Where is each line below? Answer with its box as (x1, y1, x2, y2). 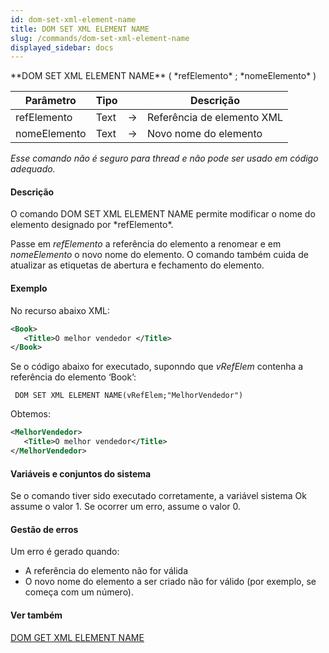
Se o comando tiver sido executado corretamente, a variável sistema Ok (10, 490, 307, 502)
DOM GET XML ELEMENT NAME (10, 631, 145, 643)
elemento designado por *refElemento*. (10, 219, 174, 231)
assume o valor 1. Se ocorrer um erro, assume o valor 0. (10, 501, 242, 513)
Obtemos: (10, 408, 51, 420)
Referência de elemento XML (146, 111, 284, 125)
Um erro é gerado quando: (10, 546, 120, 558)
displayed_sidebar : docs (10, 42, 114, 53)
